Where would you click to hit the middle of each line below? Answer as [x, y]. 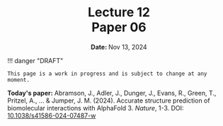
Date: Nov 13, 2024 [119, 47]
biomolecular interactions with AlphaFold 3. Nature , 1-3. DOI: [96, 108]
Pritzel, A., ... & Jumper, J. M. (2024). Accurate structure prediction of [109, 101]
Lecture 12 [119, 12]
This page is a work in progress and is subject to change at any [107, 74]
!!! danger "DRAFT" [35, 60]
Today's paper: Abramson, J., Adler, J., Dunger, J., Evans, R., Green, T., [112, 93]
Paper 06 [119, 27]
